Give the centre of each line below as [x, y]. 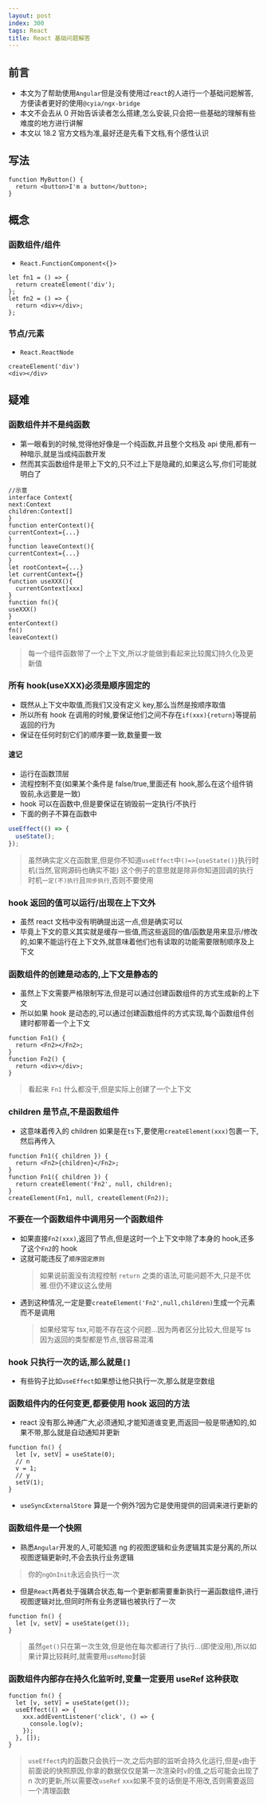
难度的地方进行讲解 [51, 123]
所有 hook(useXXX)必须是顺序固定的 [79, 686]
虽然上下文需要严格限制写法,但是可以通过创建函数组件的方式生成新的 [132, 993]
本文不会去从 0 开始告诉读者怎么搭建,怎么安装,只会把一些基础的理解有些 [138, 114]
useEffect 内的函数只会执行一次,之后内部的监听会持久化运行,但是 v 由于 [142, 1761]
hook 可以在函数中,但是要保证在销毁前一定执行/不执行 [108, 804]
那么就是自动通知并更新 [81, 1433]
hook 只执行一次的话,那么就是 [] [70, 1362]
